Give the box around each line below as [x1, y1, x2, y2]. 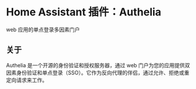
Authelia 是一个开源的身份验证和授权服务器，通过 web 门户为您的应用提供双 [6, 61, 190, 68]
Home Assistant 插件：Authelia [6, 5, 162, 19]
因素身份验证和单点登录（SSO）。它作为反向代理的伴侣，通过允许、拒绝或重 [6, 69, 190, 76]
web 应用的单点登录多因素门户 [6, 26, 80, 33]
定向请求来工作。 [6, 76, 48, 83]
